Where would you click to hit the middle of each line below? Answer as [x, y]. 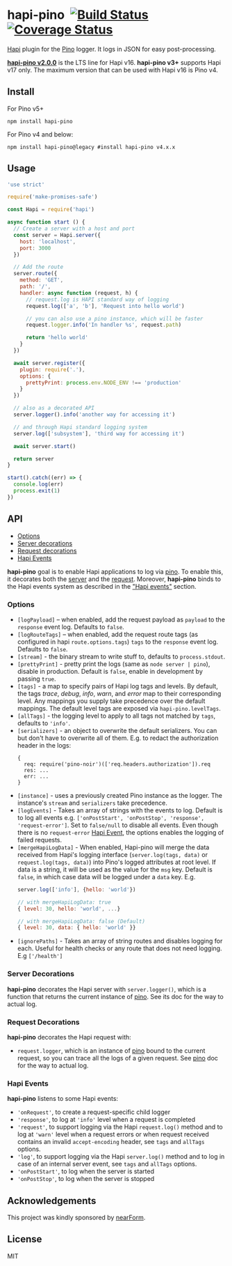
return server [34, 459]
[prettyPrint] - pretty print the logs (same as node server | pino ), [114, 664]
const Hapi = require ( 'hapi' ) [51, 210]
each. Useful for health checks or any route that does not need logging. [119, 948]
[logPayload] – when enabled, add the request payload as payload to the [121, 619]
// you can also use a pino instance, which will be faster [114, 318]
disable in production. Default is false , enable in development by [110, 671]
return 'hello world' [57, 338]
